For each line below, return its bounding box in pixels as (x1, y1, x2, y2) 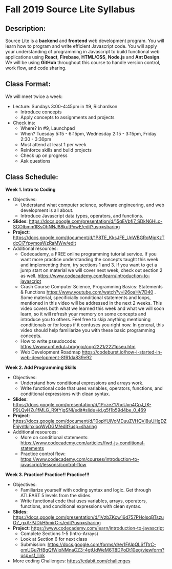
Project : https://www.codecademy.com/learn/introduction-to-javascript (12, 525, 164, 531)
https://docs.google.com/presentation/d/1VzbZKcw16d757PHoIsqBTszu (12, 514, 164, 520)
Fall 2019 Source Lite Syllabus (5, 4, 136, 15)
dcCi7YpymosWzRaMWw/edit (12, 240, 76, 246)
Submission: (20, 541, 47, 547)
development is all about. (20, 207, 74, 213)
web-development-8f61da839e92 (20, 354, 92, 360)
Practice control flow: (20, 450, 66, 457)
